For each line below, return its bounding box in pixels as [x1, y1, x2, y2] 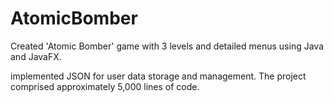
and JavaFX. [10, 50, 62, 62]
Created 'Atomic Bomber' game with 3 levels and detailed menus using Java [10, 40, 324, 52]
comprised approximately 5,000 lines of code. [10, 80, 200, 92]
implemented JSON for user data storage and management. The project [10, 70, 307, 82]
